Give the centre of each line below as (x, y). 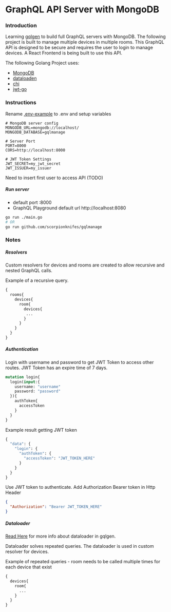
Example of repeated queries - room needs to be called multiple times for (83, 562)
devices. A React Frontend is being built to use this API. (64, 53)
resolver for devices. (27, 552)
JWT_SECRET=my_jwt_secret (33, 164)
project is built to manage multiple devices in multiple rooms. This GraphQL (85, 42)
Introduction (21, 26)
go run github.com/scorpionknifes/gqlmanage (54, 227)
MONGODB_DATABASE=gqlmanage (35, 132)
